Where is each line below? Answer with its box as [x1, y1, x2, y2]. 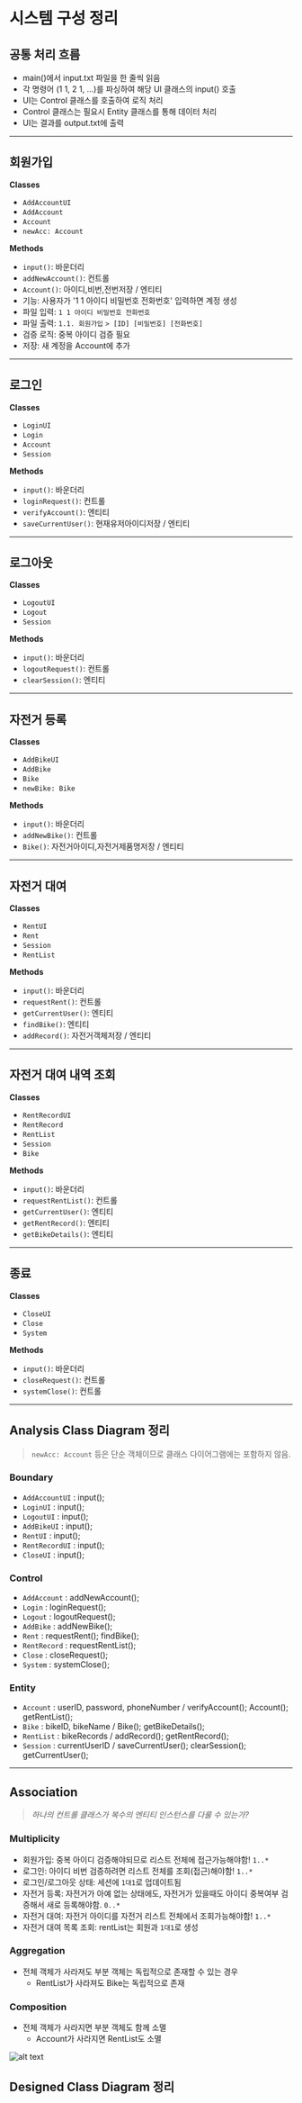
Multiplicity [9, 1833, 60, 1846]
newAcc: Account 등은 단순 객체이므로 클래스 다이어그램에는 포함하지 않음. [31, 1449, 291, 1459]
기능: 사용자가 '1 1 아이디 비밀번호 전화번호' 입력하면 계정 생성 [22, 294, 238, 306]
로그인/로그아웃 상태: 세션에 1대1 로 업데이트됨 [22, 1876, 182, 1887]
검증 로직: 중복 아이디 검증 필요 [22, 329, 130, 339]
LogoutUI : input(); [22, 1511, 89, 1521]
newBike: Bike [22, 784, 75, 793]
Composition [9, 2000, 67, 2013]
